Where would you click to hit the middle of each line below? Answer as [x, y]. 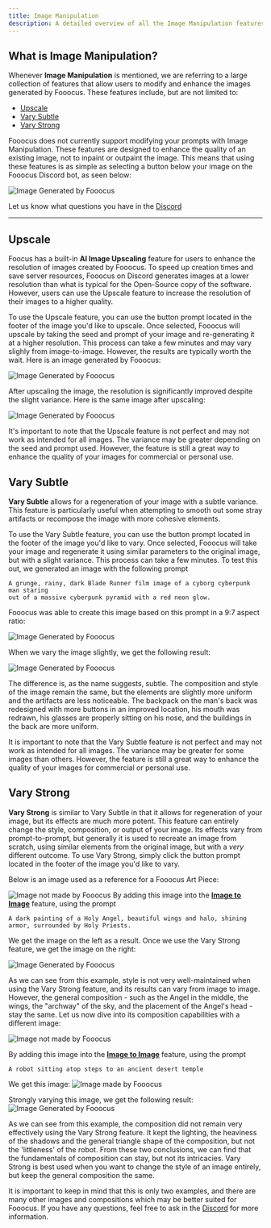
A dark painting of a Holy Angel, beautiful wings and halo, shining [128, 918]
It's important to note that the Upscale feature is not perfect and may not [129, 431]
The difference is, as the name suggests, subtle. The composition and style [133, 683]
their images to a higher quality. [61, 302]
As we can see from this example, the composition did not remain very [125, 1124]
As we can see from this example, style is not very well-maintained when [130, 980]
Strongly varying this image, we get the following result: [101, 1099]
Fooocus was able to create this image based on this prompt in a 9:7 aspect [134, 612]
